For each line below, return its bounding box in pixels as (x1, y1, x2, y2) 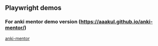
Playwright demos (5, 4, 62, 12)
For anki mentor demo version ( (5, 18, 81, 25)
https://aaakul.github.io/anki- (80, 18, 153, 25)
